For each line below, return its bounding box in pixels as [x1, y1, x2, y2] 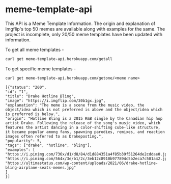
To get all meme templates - [5, 46, 64, 52]
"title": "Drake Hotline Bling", [5, 93, 76, 99]
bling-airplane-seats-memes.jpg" [5, 165, 76, 170]
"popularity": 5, [5, 138, 42, 143]
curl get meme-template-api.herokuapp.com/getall [5, 56, 113, 62]
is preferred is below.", [5, 111, 60, 117]
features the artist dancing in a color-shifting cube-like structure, [5, 125, 160, 130]
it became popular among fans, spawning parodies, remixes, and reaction [5, 129, 165, 135]
